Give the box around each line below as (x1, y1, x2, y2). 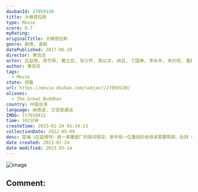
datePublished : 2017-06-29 (6, 47, 72, 53)
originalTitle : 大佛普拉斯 (6, 36, 68, 42)
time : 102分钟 (6, 118, 39, 124)
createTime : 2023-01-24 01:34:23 (6, 123, 88, 129)
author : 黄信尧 (6, 63, 41, 69)
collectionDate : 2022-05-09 (6, 129, 75, 135)
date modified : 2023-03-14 (6, 145, 72, 151)
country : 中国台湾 (6, 101, 48, 107)
